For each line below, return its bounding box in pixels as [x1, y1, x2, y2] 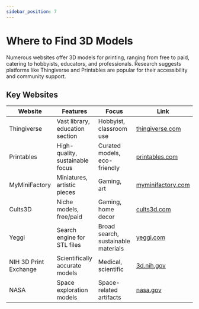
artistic [56, 181, 76, 189]
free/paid [56, 213, 83, 221]
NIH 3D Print [9, 258, 44, 266]
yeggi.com [136, 233, 166, 242]
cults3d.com [136, 205, 171, 214]
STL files [56, 241, 81, 249]
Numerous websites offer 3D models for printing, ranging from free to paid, [6, 54, 190, 61]
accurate [56, 262, 82, 270]
